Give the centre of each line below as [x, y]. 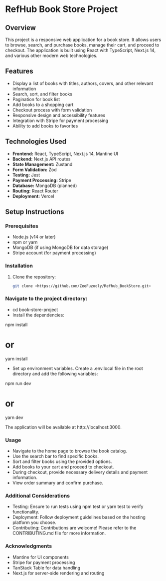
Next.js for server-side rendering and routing [58, 573]
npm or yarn [25, 242]
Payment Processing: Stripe [42, 180]
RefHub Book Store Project [62, 9]
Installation [19, 266]
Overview [21, 28]
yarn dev [14, 417]
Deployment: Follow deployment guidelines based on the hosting [79, 517]
